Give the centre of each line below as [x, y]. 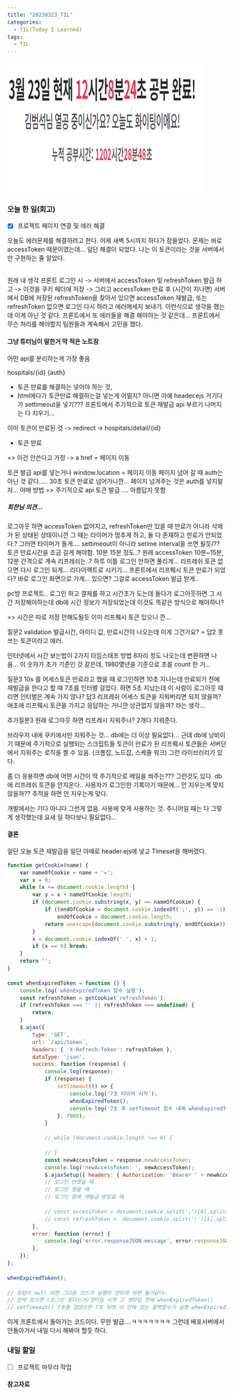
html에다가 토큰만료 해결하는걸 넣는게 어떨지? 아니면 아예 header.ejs [110, 396]
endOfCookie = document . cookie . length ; [115, 917]
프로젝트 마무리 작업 [44, 1367]
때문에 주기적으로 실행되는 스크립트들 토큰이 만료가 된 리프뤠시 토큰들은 [111, 744]
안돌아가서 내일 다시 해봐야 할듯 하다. [57, 1331]
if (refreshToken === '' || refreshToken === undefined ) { [107, 1005]
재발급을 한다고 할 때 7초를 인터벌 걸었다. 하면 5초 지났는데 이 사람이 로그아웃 [112, 688]
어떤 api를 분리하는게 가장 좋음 [49, 358]
